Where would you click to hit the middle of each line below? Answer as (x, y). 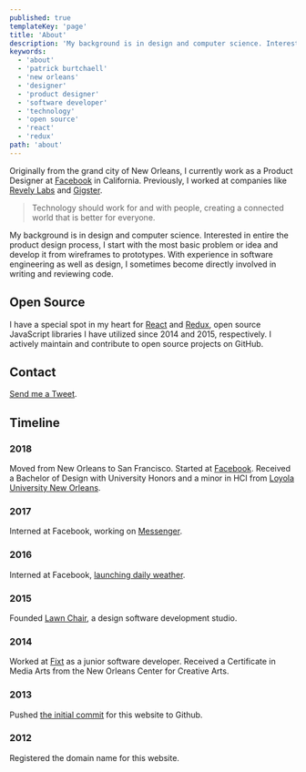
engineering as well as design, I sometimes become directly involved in (143, 264)
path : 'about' (36, 145)
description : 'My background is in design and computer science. (136, 43)
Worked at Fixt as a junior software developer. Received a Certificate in (143, 662)
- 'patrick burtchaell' (62, 69)
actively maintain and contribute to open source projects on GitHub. (137, 343)
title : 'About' (38, 35)
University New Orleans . (55, 488)
